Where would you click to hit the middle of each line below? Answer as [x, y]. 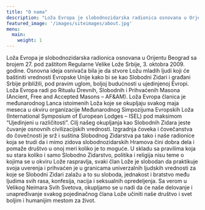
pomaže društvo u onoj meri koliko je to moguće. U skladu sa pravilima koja [101, 148]
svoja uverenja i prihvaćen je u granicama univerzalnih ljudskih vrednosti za [101, 168]
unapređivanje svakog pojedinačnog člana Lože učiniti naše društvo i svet [99, 194]
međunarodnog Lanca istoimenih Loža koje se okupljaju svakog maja [93, 103]
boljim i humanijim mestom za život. [51, 200]
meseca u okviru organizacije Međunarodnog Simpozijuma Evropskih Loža [100, 110]
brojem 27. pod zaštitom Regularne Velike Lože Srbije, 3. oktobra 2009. [95, 64]
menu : [13, 29]
